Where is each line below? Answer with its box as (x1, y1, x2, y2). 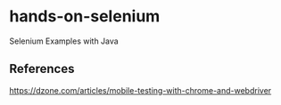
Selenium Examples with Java (9, 36, 119, 46)
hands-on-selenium (9, 6, 161, 27)
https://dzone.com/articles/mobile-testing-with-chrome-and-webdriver (9, 85, 272, 95)
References (9, 61, 75, 77)
